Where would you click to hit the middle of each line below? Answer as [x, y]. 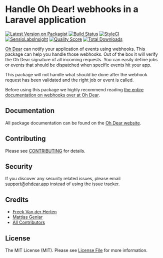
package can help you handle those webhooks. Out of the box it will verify [82, 54]
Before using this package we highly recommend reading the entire [74, 89]
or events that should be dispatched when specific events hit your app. [78, 65]
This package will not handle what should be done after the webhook [76, 74]
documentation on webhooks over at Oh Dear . [52, 95]
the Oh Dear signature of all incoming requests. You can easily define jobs [81, 59]
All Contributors [28, 222]
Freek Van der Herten [34, 212]
